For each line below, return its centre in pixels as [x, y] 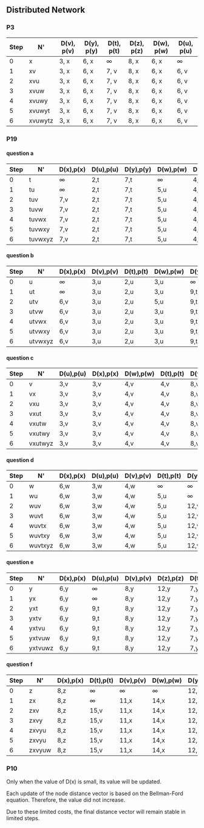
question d [20, 460]
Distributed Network [46, 10]
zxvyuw [40, 750]
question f [19, 665]
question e [20, 562]
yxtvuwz [41, 648]
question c [20, 358]
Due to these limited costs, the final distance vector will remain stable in [96, 812]
